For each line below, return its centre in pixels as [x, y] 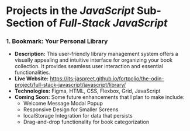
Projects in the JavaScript [70, 11]
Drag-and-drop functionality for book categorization [86, 122]
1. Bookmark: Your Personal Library [57, 41]
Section [25, 23]
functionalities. [32, 72]
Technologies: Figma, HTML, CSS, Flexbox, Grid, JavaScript [87, 91]
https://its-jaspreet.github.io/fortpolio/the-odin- [107, 79]
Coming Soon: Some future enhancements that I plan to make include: [99, 97]
